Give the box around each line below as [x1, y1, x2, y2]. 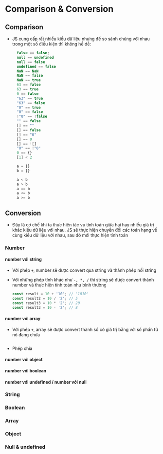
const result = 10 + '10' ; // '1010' [12, 292, 89, 297]
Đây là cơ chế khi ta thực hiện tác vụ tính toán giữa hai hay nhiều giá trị [12, 221, 154, 228]
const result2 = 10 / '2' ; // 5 [12, 296, 78, 301]
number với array [5, 316, 40, 322]
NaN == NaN [17, 68, 39, 74]
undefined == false [17, 64, 56, 69]
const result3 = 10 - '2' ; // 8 [12, 305, 78, 310]
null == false [17, 60, 45, 65]
